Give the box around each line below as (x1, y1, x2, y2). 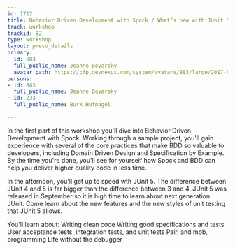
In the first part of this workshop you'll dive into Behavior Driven (7, 126, 192, 135)
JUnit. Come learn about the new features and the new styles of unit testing (7, 199, 226, 207)
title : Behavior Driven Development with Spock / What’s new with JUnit (7, 17, 224, 24)
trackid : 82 (7, 29, 42, 37)
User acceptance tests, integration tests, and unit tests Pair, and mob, (7, 228, 208, 236)
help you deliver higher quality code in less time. (7, 163, 147, 172)
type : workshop (7, 36, 52, 43)
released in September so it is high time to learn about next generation (7, 191, 211, 200)
